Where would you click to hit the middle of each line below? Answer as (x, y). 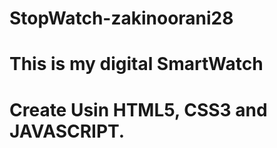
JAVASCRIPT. (67, 131)
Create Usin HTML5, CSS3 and (138, 109)
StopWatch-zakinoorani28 (121, 18)
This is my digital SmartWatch (136, 64)
